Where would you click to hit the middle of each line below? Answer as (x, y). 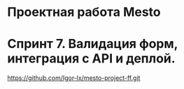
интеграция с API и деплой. (92, 59)
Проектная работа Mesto (84, 12)
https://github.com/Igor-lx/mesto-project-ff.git (74, 78)
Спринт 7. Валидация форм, (93, 44)
